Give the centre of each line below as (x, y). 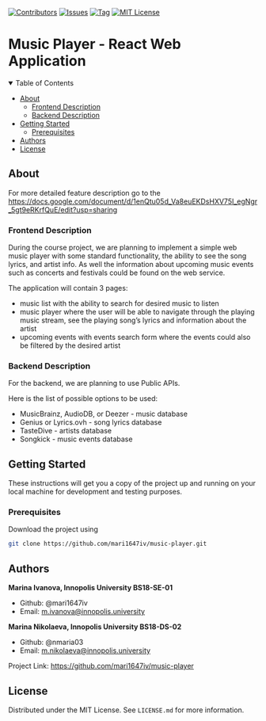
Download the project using (53, 529)
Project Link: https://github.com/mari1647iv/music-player (101, 666)
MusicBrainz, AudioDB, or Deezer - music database (104, 414)
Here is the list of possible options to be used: (83, 399)
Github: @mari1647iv (54, 603)
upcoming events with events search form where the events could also (135, 338)
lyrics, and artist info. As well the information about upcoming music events (131, 265)
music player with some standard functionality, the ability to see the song (127, 256)
